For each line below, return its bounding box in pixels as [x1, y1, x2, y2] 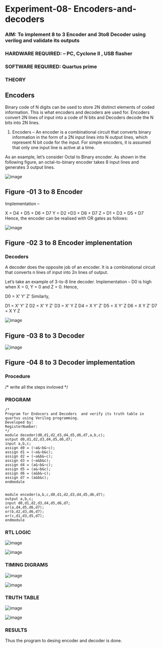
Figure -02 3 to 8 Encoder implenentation [5, 239, 132, 247]
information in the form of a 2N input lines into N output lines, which [12, 134, 148, 140]
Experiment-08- [5, 3, 72, 15]
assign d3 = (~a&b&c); [5, 458, 51, 463]
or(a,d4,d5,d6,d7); [5, 505, 45, 510]
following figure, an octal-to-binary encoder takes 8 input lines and [5, 159, 139, 165]
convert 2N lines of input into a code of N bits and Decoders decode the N [5, 114, 154, 120]
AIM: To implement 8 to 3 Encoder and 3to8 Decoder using [5, 31, 146, 38]
